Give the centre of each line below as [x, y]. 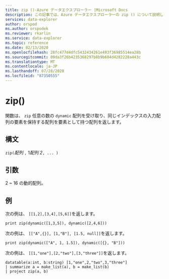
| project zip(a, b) [27, 271]
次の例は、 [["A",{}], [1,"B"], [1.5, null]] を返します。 [66, 233]
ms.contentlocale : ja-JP [31, 66]
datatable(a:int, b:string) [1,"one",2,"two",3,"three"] [66, 263]
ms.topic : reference [27, 43]
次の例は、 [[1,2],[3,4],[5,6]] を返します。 [51, 214]
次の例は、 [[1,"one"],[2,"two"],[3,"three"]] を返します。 [67, 253]
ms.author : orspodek [27, 29]
